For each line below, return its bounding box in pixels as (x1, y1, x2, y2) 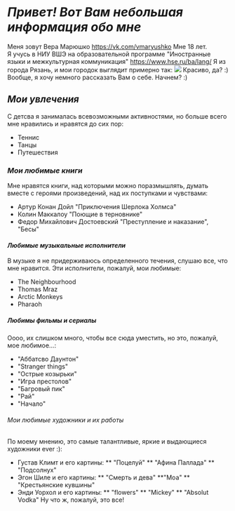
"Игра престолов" (17, 377, 72, 386)
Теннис (17, 133, 40, 141)
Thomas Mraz (17, 285, 58, 293)
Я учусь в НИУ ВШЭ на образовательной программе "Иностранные (7, 50, 211, 58)
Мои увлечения (7, 93, 79, 105)
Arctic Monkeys (17, 293, 63, 301)
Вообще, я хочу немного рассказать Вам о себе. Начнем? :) (7, 73, 188, 81)
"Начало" (17, 399, 46, 408)
